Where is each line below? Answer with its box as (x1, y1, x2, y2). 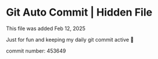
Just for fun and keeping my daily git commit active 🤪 (6, 36, 134, 43)
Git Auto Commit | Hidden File (6, 6, 153, 19)
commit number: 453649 (6, 47, 66, 54)
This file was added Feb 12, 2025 (6, 25, 86, 32)
